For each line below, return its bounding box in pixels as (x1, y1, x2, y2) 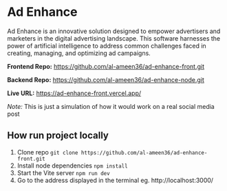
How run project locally (7, 130, 109, 141)
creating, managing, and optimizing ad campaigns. (7, 49, 151, 57)
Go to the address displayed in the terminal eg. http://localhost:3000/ (17, 176, 214, 184)
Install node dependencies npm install (17, 161, 129, 170)
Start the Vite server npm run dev (17, 168, 110, 177)
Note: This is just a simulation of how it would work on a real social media (7, 102, 215, 110)
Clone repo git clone (17, 148, 78, 156)
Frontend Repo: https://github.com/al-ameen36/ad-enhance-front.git (7, 62, 205, 70)
